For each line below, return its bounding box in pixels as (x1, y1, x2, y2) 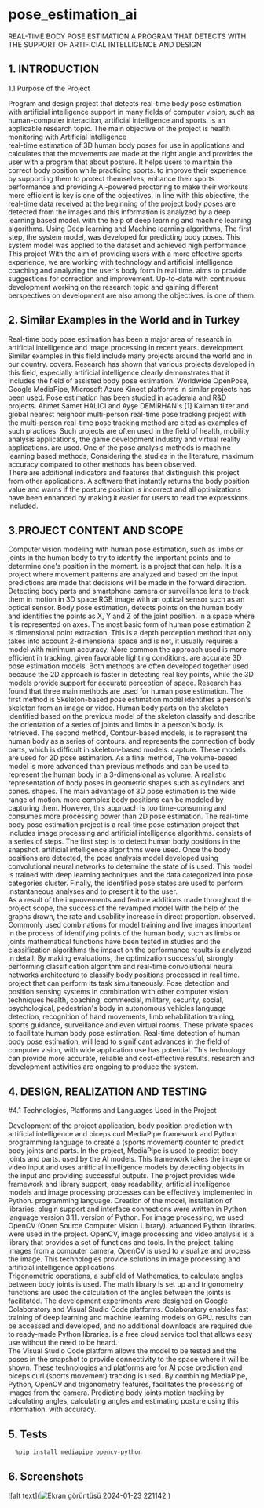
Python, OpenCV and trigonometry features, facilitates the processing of (8, 1380, 244, 1389)
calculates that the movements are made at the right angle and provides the (8, 148, 253, 158)
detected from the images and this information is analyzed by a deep (8, 207, 231, 217)
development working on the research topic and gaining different (8, 282, 218, 291)
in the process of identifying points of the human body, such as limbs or (8, 928, 241, 938)
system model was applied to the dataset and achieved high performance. (8, 240, 249, 250)
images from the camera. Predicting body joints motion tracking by (8, 1388, 225, 1397)
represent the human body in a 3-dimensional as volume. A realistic (8, 770, 227, 779)
